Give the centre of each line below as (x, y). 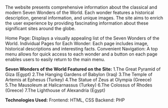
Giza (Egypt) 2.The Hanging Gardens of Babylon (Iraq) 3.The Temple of (79, 74)
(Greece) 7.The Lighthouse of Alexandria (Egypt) (55, 90)
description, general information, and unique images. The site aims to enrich (84, 18)
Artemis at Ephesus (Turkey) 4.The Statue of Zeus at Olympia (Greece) (78, 80)
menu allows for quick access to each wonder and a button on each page (81, 54)
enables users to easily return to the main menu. (55, 59)
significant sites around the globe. (40, 28)
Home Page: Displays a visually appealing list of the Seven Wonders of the (82, 38)
